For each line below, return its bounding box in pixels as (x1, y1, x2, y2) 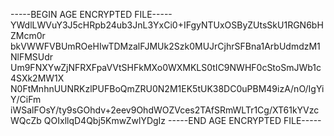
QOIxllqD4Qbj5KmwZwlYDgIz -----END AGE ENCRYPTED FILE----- (43, 115, 322, 126)
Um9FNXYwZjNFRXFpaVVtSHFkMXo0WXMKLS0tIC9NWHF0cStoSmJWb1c (10, 62, 322, 73)
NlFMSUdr (10, 51, 54, 63)
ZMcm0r (10, 30, 46, 41)
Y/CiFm (10, 94, 42, 105)
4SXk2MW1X (10, 72, 65, 84)
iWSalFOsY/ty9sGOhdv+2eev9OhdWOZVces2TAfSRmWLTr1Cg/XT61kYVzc (10, 104, 320, 116)
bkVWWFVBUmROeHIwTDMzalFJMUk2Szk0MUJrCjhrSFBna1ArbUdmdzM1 (10, 40, 321, 52)
